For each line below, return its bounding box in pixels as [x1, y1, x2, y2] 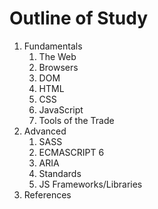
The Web [38, 50, 77, 62]
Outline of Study [9, 7, 149, 30]
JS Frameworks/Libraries [38, 178, 143, 190]
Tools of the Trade [38, 114, 115, 126]
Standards [38, 167, 82, 179]
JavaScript [38, 103, 84, 116]
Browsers [38, 61, 79, 73]
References [23, 188, 72, 201]
